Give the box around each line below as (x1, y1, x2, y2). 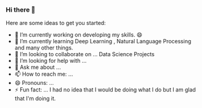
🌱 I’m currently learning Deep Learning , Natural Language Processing (14, 38, 192, 45)
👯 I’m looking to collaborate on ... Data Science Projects (14, 51, 155, 58)
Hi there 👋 (6, 5, 36, 14)
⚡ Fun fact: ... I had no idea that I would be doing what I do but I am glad (14, 86, 196, 93)
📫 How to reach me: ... (14, 70, 73, 78)
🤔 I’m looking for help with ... (14, 57, 87, 65)
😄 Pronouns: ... (14, 79, 54, 87)
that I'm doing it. (14, 95, 56, 103)
